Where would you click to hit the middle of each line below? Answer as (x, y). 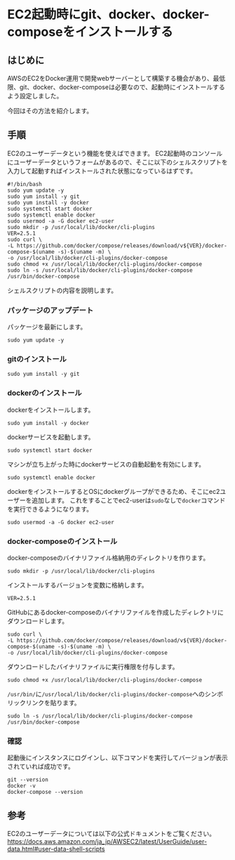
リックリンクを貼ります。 (44, 703)
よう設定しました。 (35, 96)
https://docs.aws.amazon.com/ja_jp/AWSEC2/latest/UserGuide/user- (107, 842)
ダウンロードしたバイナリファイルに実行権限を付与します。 (93, 667)
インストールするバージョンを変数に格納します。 (78, 585)
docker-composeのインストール (62, 541)
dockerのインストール (45, 393)
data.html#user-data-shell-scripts (56, 849)
